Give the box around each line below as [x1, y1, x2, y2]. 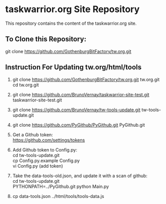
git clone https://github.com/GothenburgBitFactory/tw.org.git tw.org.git [12, 76, 160, 82]
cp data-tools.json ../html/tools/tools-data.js [12, 193, 104, 199]
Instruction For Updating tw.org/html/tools [5, 63, 142, 72]
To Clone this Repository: [5, 35, 87, 43]
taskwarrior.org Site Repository [5, 4, 140, 15]
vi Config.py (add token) [12, 163, 63, 169]
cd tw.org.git [12, 82, 39, 88]
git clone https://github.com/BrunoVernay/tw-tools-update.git [12, 107, 141, 113]
